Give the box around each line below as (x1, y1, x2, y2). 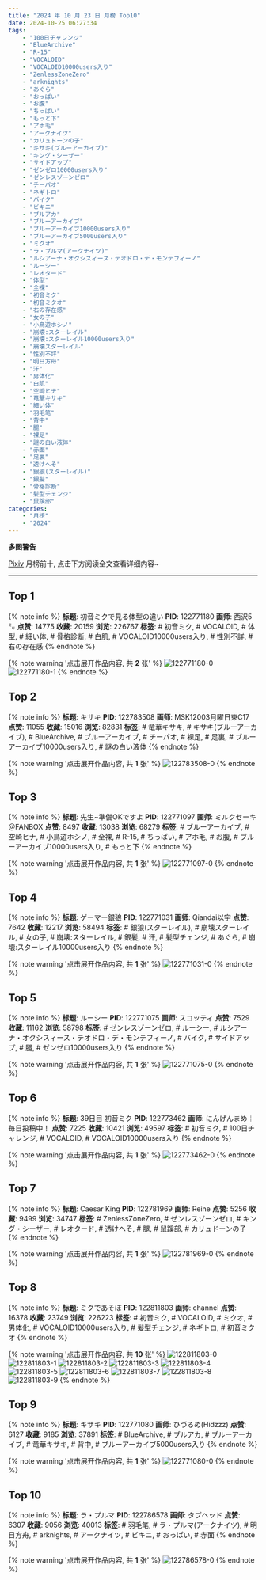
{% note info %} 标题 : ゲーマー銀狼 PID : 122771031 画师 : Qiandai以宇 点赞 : (8, 913, 249, 922)
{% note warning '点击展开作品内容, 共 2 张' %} (8, 658, 162, 667)
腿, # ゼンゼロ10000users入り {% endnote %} (25, 1043, 176, 1053)
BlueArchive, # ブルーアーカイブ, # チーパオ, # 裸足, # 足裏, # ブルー (34, 731, 256, 741)
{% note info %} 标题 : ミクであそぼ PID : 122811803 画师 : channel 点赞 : (8, 1303, 237, 1312)
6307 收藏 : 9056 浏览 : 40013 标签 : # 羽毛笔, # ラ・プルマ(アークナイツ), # (8, 1521, 249, 1530)
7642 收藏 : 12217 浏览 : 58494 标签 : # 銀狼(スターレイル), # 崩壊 (8, 923, 215, 932)
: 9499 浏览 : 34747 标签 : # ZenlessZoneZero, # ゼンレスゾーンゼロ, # (15, 1213, 241, 1223)
